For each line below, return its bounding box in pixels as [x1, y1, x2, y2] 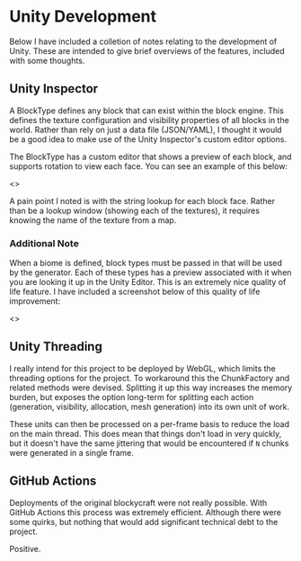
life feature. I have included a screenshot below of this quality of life [9, 286, 261, 298]
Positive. [9, 543, 41, 554]
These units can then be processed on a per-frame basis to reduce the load [9, 418, 290, 429]
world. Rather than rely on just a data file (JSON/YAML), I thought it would [9, 124, 282, 135]
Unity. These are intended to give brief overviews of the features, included [9, 45, 285, 56]
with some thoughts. [9, 55, 85, 66]
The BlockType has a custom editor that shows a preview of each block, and [9, 151, 292, 162]
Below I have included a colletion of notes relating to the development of [9, 36, 278, 47]
